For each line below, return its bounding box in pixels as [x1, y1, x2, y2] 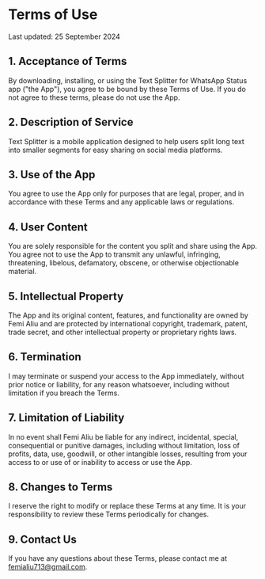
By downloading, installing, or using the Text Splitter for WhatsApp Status [8, 75, 248, 85]
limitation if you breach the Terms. [8, 388, 120, 398]
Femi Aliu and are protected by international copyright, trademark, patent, [8, 319, 248, 328]
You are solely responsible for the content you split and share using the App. [8, 242, 258, 251]
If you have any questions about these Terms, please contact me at [8, 554, 228, 563]
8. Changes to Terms [8, 481, 113, 494]
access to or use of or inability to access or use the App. [8, 457, 192, 467]
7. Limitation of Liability [8, 411, 125, 425]
